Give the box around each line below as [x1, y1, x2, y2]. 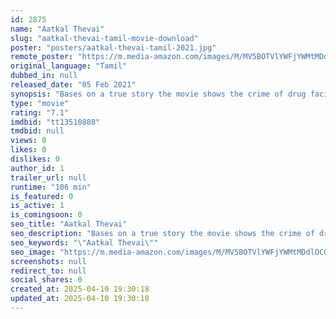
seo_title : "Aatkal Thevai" [10, 219, 128, 230]
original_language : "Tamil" [10, 61, 128, 71]
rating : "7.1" [10, 107, 70, 118]
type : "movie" [10, 98, 70, 108]
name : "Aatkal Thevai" [10, 24, 105, 34]
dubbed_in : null [10, 71, 78, 81]
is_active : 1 [10, 201, 65, 211]
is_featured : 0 [10, 191, 74, 201]
